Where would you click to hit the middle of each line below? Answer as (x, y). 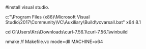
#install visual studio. (27, 7)
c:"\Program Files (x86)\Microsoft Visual (48, 17)
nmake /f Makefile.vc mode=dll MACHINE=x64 (54, 41)
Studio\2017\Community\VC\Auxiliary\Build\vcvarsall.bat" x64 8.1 (73, 22)
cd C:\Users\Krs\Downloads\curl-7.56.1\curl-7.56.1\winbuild (67, 32)
